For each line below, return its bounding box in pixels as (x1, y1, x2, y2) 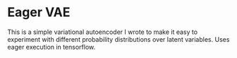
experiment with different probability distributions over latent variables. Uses (7, 35, 230, 43)
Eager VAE (7, 4, 71, 21)
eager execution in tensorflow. (7, 42, 96, 51)
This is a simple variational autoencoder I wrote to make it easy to (7, 28, 198, 36)
